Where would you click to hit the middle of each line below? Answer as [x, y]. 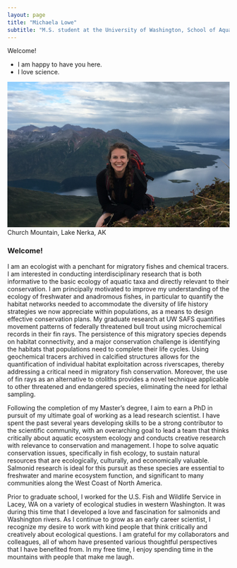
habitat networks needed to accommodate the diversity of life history [108, 303]
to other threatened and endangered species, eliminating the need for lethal [117, 386]
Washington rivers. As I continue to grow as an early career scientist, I [109, 519]
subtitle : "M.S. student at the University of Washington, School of [112, 30]
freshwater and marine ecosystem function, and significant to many [106, 475]
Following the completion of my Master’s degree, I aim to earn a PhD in [110, 407]
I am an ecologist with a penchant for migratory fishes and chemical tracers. [118, 266]
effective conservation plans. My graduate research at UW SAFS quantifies [116, 319]
